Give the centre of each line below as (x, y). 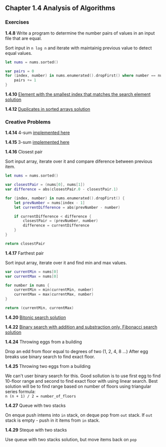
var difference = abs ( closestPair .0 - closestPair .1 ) (62, 189)
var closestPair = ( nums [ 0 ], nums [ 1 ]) (45, 185)
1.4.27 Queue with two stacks (35, 405)
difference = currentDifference (56, 225)
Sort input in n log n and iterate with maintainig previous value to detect (79, 48)
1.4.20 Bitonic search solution (36, 317)
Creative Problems (28, 122)
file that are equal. (23, 38)
